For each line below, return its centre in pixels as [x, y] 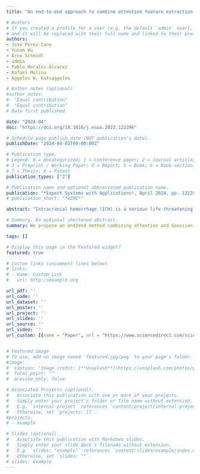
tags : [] [17, 236]
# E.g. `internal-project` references [57, 407]
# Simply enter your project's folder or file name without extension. [100, 401]
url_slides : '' [25, 319]
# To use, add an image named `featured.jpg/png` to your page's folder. [100, 357]
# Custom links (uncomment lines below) [57, 263]
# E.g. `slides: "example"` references [58, 450]
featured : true [25, 253]
